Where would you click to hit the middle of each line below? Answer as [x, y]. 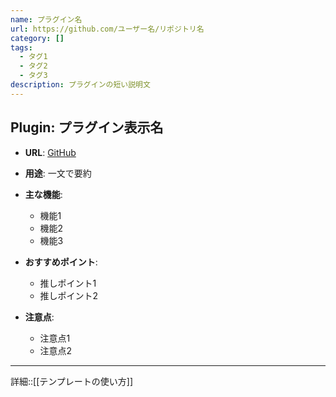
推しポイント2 [69, 295]
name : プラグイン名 [46, 19]
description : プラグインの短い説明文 [80, 85]
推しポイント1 [68, 283]
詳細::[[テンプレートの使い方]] [72, 381]
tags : [21, 47]
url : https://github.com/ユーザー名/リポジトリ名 [107, 29]
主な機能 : [43, 194]
